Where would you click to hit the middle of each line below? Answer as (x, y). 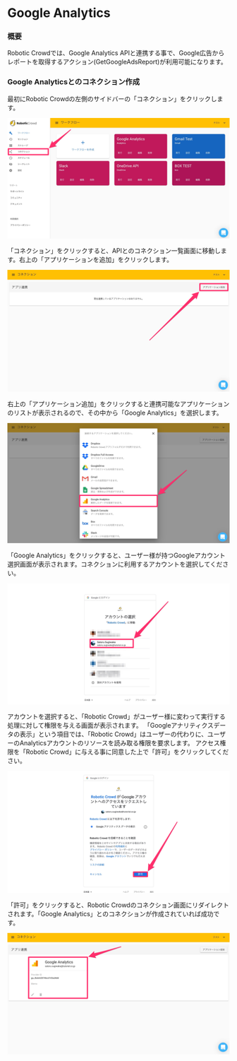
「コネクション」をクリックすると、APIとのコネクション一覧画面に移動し (114, 251)
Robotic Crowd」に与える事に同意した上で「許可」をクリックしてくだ (127, 752)
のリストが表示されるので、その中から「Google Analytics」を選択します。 (115, 413)
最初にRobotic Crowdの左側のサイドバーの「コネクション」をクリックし (112, 99)
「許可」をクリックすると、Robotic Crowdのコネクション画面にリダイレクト (118, 905)
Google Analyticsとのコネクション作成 (74, 82)
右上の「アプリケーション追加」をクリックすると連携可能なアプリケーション (119, 403)
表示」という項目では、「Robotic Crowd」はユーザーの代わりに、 (114, 734)
